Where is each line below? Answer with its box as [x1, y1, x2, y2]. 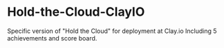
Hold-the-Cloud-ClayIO [7, 4, 145, 20]
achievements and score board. [7, 34, 97, 42]
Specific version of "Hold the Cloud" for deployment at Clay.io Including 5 [7, 27, 217, 35]
